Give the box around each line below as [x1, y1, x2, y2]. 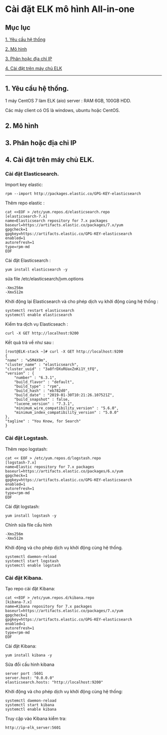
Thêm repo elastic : [5, 200, 45, 206]
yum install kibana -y [5, 652, 52, 657]
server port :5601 [5, 671, 43, 676]
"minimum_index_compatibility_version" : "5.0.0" [14, 410, 119, 415]
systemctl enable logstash [5, 563, 61, 568]
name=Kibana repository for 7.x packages [5, 604, 92, 609]
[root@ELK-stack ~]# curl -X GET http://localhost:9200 [5, 349, 123, 354]
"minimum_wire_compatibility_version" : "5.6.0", [14, 406, 119, 411]
